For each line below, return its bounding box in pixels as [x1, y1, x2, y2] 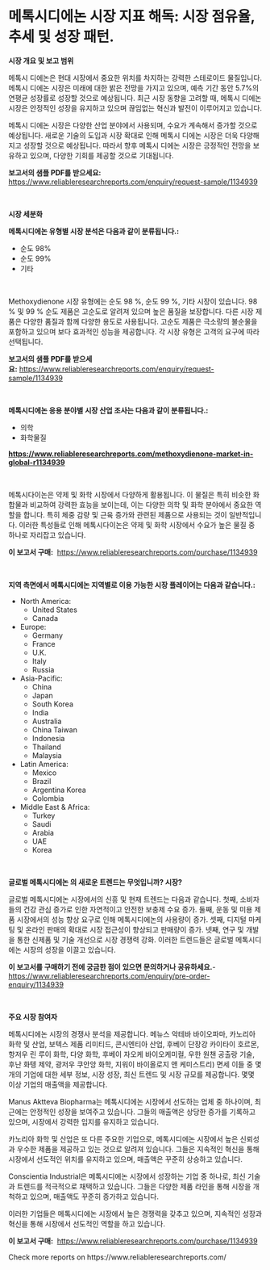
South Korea [31, 699, 74, 709]
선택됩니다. [8, 337, 44, 346]
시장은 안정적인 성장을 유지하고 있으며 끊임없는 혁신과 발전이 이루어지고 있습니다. [8, 103, 263, 113]
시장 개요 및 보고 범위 [8, 56, 74, 65]
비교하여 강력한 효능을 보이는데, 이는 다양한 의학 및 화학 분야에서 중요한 [29, 500, 254, 509]
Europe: [19, 622, 47, 631]
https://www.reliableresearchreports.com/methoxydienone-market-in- [8, 449, 254, 459]
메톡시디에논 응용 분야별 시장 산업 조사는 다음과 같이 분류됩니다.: [8, 405, 209, 415]
